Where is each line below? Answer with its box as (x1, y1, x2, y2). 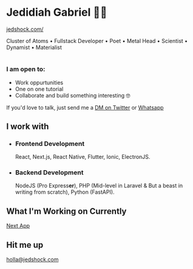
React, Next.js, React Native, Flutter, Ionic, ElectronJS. (15, 153, 151, 161)
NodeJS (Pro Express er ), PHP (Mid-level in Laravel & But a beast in (15, 182, 183, 190)
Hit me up (6, 239, 44, 250)
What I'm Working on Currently (6, 206, 127, 216)
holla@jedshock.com (6, 256, 59, 263)
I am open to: (6, 65, 46, 73)
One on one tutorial (15, 85, 64, 93)
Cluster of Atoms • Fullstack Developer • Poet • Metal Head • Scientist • (6, 37, 188, 44)
